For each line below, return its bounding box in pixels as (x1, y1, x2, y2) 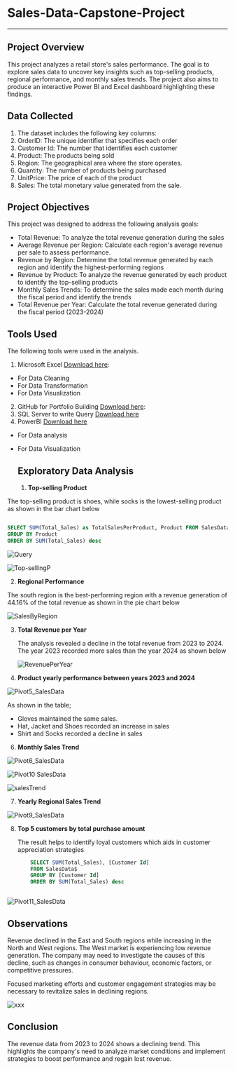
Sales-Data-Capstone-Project (7, 5, 185, 21)
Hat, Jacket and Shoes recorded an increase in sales (17, 722, 170, 730)
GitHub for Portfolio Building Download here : (17, 402, 145, 411)
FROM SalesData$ (30, 865, 78, 872)
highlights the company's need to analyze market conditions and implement (7, 1047, 226, 1055)
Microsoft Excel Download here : (17, 360, 110, 369)
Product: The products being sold (17, 151, 115, 159)
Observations (7, 917, 69, 930)
